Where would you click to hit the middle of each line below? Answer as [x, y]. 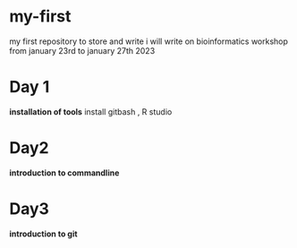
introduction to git [43, 234]
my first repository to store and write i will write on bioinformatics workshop [149, 41]
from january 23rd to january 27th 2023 [82, 50]
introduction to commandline [64, 173]
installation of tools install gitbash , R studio [91, 111]
